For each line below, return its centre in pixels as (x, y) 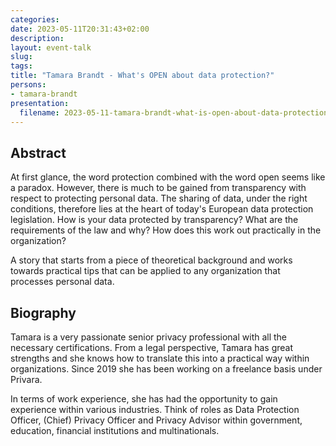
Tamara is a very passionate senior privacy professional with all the (149, 337)
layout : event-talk (51, 47)
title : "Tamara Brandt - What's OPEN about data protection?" (142, 76)
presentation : (40, 103)
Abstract (38, 152)
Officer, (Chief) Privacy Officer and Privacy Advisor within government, (156, 420)
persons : (28, 85)
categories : (35, 19)
